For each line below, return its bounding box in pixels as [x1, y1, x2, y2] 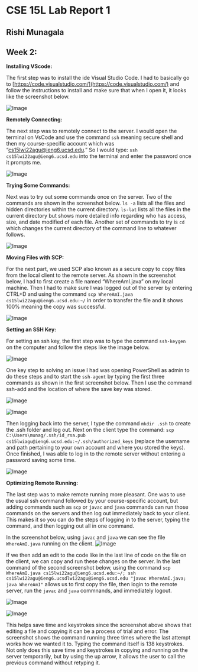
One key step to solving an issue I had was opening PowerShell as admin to [6, 367, 190, 374]
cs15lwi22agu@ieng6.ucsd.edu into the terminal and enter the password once [6, 153, 192, 160]
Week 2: [6, 47, 37, 57]
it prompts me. [6, 159, 41, 166]
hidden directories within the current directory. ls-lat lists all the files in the [6, 206, 191, 213]
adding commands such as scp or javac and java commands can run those [6, 503, 189, 511]
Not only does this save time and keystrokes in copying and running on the [6, 647, 188, 654]
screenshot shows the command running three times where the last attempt [6, 634, 191, 641]
